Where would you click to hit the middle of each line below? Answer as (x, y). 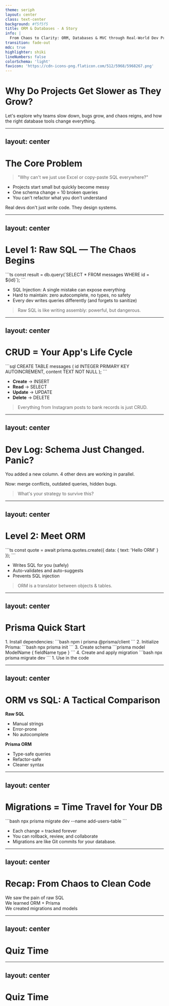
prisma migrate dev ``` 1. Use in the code (47, 658)
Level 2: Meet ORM (46, 536)
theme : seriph (20, 10)
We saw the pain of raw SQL (35, 898)
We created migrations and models (41, 909)
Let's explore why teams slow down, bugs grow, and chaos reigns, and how (84, 116)
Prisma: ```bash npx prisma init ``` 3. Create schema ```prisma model (75, 647)
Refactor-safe (27, 759)
